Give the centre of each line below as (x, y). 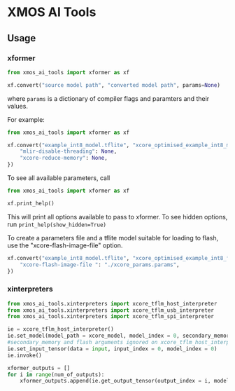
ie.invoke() (24, 355)
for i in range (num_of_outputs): (56, 375)
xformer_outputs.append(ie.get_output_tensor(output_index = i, (115, 381)
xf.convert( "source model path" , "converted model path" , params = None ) (114, 85)
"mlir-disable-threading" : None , (69, 151)
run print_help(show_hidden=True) (57, 224)
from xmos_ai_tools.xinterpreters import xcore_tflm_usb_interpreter (111, 310)
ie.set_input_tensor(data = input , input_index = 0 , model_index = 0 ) (112, 349)
